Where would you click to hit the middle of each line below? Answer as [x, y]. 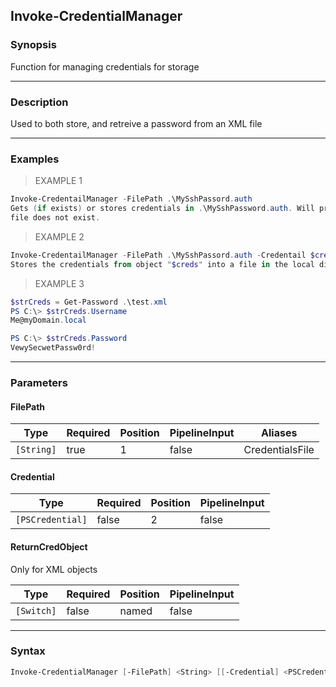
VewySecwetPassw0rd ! [53, 348]
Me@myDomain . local [48, 320]
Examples [35, 159]
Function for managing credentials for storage [105, 66]
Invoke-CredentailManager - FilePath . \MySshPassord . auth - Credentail [158, 255]
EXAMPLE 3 [59, 283]
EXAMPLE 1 [58, 181]
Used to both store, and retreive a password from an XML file [136, 123]
